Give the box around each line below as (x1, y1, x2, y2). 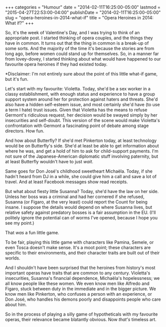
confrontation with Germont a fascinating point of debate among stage (5, 123, 149, 129)
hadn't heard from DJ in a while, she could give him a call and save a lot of (5, 174, 157, 179)
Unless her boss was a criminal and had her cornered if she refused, (5, 194, 145, 199)
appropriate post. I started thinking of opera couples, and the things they (5, 35, 153, 41)
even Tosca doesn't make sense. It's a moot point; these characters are (5, 245, 151, 250)
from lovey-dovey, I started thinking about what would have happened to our (5, 56, 161, 62)
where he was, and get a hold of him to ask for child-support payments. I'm (5, 148, 159, 154)
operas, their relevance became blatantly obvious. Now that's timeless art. (5, 317, 157, 322)
